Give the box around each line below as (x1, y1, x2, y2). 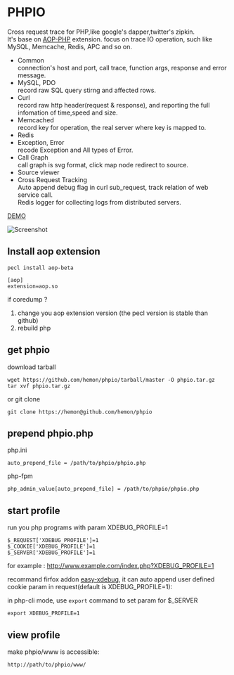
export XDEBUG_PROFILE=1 (7, 610, 80, 617)
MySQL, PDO (17, 78, 56, 86)
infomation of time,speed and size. (17, 108, 118, 117)
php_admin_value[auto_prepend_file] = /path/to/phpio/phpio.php (7, 486, 200, 493)
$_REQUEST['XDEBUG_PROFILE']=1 (7, 537, 99, 544)
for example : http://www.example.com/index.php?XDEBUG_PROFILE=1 (7, 562, 214, 570)
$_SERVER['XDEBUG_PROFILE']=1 (7, 549, 96, 556)
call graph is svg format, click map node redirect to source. (17, 160, 188, 169)
